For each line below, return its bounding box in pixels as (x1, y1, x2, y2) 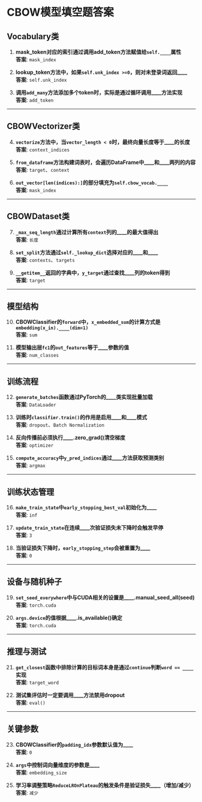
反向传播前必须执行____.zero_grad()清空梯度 (15, 434, 125, 442)
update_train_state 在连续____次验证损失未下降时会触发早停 (15, 524, 164, 532)
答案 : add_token (15, 97, 54, 103)
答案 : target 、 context (15, 166, 70, 173)
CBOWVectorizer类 (7, 121, 80, 132)
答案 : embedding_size (15, 768, 68, 776)
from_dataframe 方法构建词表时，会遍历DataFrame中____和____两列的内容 (15, 159, 196, 166)
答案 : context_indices (15, 145, 70, 153)
